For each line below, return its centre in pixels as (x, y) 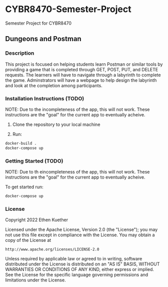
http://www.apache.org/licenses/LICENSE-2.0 (52, 249)
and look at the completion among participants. (54, 85)
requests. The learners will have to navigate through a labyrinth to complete (83, 75)
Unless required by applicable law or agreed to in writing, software (74, 259)
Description (20, 53)
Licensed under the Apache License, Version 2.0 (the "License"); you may (81, 230)
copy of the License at (28, 240)
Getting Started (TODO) (34, 161)
